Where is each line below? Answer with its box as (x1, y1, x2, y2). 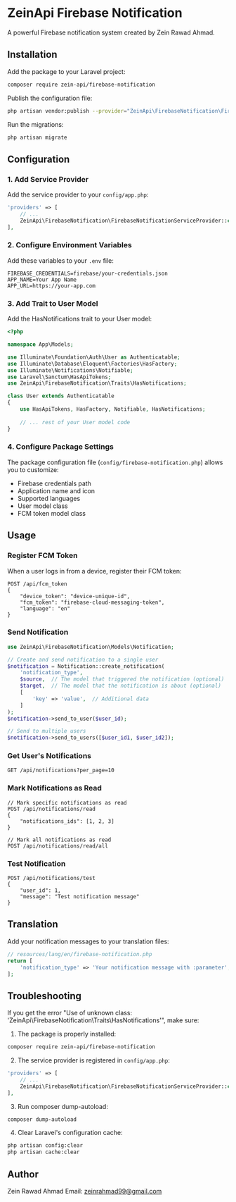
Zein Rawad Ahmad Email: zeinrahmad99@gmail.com (7, 1187, 162, 1196)
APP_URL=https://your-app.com (7, 282, 96, 290)
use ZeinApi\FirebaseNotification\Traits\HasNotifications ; (7, 380, 188, 387)
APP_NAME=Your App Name (7, 276, 77, 283)
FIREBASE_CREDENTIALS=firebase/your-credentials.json (7, 270, 169, 277)
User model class (17, 502, 68, 510)
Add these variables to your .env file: (7, 256, 114, 265)
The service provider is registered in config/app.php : (17, 1056, 171, 1065)
